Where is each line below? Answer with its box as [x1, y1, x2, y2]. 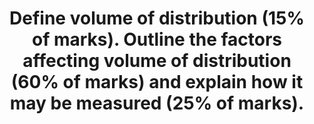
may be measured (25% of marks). [9, 92, 305, 115]
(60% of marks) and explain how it [10, 71, 304, 94]
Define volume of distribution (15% [9, 7, 305, 30]
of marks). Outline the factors [31, 28, 283, 51]
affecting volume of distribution [22, 50, 292, 72]
